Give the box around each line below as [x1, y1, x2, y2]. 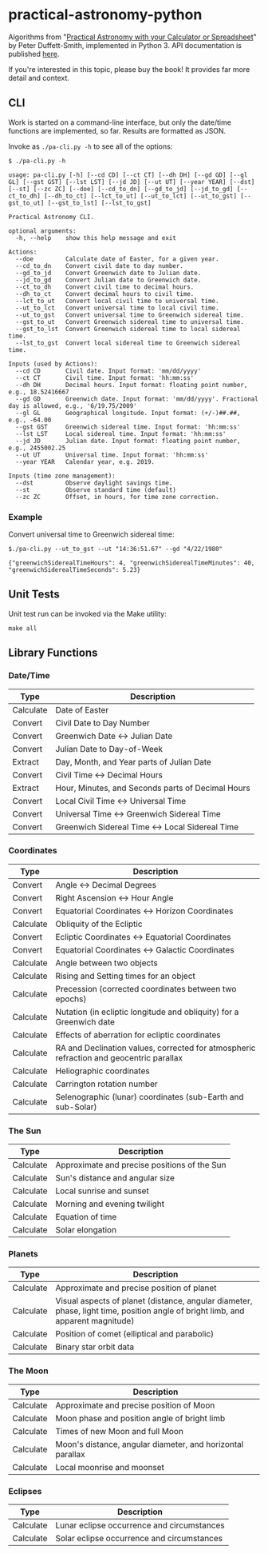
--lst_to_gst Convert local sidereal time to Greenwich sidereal [15, 338, 241, 347]
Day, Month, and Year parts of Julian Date [55, 756, 211, 767]
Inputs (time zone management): [8, 472, 116, 480]
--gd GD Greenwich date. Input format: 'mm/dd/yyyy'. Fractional [15, 394, 259, 403]
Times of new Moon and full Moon [55, 1425, 183, 1436]
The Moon [8, 1365, 49, 1376]
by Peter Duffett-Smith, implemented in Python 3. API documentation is [8, 40, 242, 50]
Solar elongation [55, 1224, 117, 1236]
